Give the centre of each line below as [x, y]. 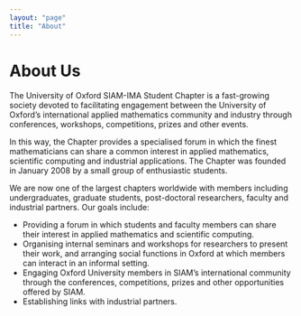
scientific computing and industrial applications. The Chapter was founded [148, 161]
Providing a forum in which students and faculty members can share [149, 225]
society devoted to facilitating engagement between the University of [138, 106]
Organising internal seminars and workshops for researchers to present [155, 244]
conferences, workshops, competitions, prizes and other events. [129, 125]
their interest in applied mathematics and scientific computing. [138, 235]
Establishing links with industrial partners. [100, 302]
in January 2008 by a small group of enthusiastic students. [119, 171]
